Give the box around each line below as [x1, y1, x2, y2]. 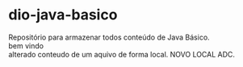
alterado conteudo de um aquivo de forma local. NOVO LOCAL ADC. [8, 49, 236, 59]
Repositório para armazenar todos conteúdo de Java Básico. [8, 32, 210, 42]
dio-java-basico [8, 6, 118, 24]
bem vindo [8, 40, 44, 50]
